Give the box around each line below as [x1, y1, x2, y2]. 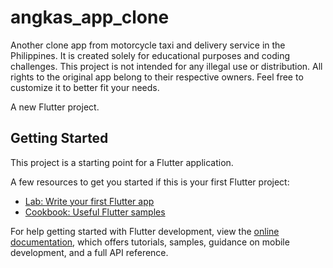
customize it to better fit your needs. [10, 81, 160, 93]
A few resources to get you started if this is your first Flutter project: [10, 176, 290, 188]
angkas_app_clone [10, 6, 170, 29]
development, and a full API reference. [10, 246, 169, 258]
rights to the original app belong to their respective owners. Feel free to [10, 71, 304, 83]
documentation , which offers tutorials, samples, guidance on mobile [10, 236, 290, 248]
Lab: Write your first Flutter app [24, 195, 155, 207]
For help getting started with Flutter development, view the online [10, 225, 280, 237]
